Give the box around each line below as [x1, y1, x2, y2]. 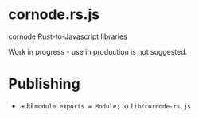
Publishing [8, 75, 81, 93]
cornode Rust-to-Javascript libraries [8, 32, 127, 41]
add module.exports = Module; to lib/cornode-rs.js [19, 101, 191, 110]
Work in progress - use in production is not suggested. [8, 47, 188, 56]
